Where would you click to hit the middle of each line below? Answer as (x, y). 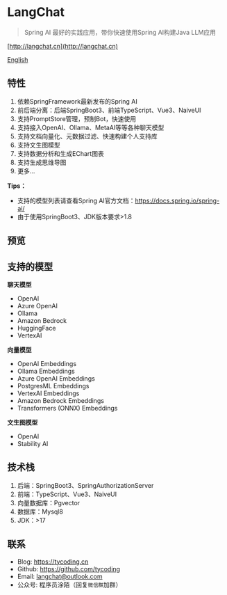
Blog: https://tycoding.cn (53, 562)
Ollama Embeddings (46, 371)
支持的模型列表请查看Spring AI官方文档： (76, 200)
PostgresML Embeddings (53, 386)
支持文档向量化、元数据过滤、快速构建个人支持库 (87, 136)
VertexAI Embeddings (48, 393)
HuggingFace (36, 328)
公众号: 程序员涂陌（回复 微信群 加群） (69, 585)
